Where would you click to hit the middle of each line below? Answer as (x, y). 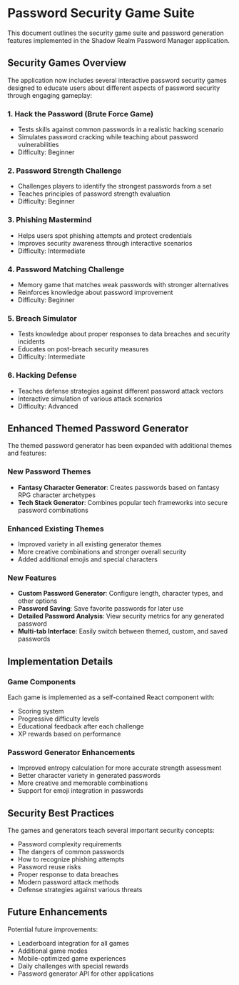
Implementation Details (60, 661)
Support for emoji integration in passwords (81, 791)
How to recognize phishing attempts (71, 859)
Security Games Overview (67, 63)
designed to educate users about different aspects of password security (114, 88)
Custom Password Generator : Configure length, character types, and (120, 594)
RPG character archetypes (57, 495)
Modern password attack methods (68, 882)
